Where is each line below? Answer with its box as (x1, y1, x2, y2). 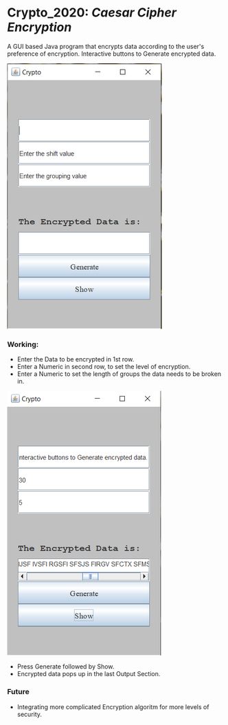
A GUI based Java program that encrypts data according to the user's (7, 42, 205, 50)
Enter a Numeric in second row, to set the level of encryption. (16, 363, 191, 371)
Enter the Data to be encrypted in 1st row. (16, 355, 135, 364)
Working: (7, 339, 39, 349)
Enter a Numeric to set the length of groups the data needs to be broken (16, 370, 222, 378)
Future (7, 687, 30, 697)
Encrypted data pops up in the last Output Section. (16, 670, 161, 678)
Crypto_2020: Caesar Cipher (7, 5, 177, 21)
